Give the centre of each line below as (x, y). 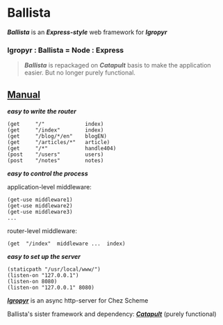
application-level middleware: (49, 187)
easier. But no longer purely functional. (80, 73)
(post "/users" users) (56, 154)
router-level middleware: (42, 231)
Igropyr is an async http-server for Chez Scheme (78, 301)
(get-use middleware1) (40, 200)
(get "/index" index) (56, 130)
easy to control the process (48, 174)
